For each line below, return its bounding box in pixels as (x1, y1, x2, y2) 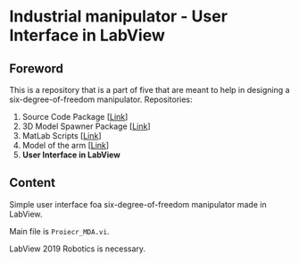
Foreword (9, 61, 64, 76)
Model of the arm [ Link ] (21, 140, 110, 150)
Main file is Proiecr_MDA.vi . (9, 225, 110, 236)
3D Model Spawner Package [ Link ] (21, 121, 151, 131)
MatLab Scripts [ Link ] (21, 131, 102, 140)
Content (9, 175, 56, 191)
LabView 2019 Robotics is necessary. (9, 243, 145, 254)
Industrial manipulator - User (9, 6, 228, 27)
